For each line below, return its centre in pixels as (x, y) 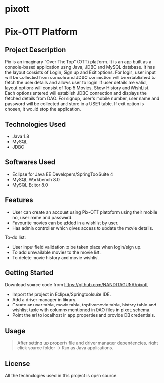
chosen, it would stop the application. (43, 109)
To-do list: (16, 237)
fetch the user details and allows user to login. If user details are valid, (76, 83)
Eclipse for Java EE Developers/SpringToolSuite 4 (63, 174)
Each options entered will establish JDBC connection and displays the (76, 93)
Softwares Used (30, 162)
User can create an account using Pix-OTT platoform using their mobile (85, 212)
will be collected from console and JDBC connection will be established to (81, 77)
